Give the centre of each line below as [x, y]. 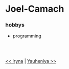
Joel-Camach [35, 9]
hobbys [15, 25]
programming [27, 36]
